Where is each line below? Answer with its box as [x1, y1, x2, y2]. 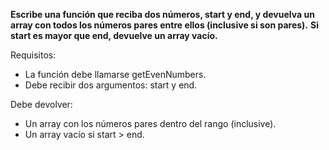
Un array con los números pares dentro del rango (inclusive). [24, 118, 277, 129]
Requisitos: [10, 49, 57, 61]
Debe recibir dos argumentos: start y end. [24, 79, 198, 91]
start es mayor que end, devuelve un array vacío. [10, 30, 218, 41]
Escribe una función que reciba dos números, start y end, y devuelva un [10, 9, 315, 20]
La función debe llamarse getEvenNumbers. [24, 69, 207, 80]
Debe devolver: [10, 99, 73, 110]
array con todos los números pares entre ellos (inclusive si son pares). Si [10, 19, 319, 31]
